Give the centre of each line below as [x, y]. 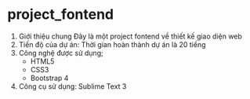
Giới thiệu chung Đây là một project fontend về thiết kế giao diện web [130, 36]
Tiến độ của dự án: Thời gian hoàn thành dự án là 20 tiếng [112, 44]
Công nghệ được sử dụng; [61, 53]
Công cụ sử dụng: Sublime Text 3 [72, 86]
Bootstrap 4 [49, 78]
